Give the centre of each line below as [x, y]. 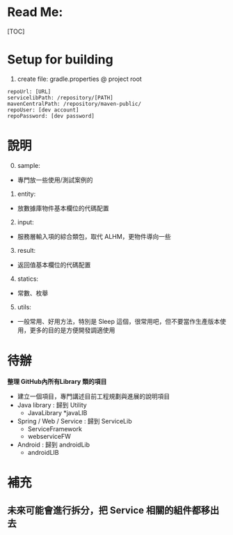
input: [25, 222]
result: [26, 250]
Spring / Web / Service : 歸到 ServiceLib [74, 421]
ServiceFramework [55, 428]
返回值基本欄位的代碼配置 [54, 265]
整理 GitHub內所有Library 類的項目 [57, 381]
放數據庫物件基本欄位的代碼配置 [63, 208]
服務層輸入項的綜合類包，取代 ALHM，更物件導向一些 [94, 236]
